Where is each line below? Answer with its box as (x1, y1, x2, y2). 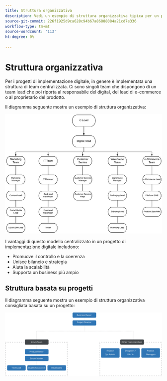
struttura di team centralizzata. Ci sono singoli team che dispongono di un (5, 83, 157, 89)
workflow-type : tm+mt (5, 24, 50, 29)
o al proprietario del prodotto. (5, 94, 66, 100)
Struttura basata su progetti (5, 284, 93, 292)
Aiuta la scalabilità (12, 264, 50, 270)
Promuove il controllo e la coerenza (12, 254, 85, 260)
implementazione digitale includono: (5, 244, 80, 250)
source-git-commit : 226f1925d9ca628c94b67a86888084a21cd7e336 (5, 18, 137, 23)
